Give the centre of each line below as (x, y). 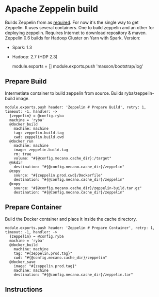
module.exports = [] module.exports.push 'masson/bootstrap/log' (78, 66)
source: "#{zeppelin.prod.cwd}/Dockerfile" (58, 175)
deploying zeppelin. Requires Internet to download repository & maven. (76, 33)
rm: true (23, 154)
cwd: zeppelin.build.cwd (39, 137)
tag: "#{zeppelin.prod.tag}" (43, 253)
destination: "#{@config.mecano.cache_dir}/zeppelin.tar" (73, 275)
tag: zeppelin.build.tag (39, 133)
